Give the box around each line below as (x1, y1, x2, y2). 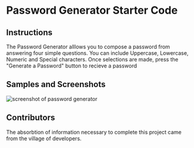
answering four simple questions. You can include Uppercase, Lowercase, (6, 50, 189, 57)
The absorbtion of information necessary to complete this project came (6, 128, 182, 135)
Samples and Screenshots (6, 79, 106, 90)
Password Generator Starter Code (6, 4, 178, 17)
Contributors (6, 113, 56, 123)
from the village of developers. (6, 135, 82, 142)
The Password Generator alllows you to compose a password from (6, 43, 170, 50)
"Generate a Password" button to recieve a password (6, 62, 137, 69)
